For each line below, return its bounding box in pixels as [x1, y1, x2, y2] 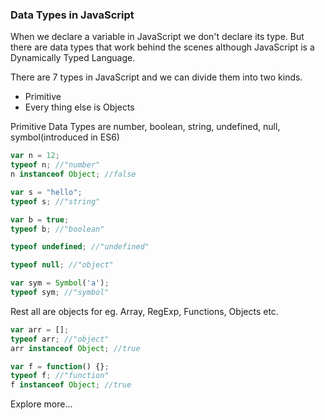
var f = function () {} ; [10, 361, 110, 372]
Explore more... [10, 398, 73, 410]
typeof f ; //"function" [10, 371, 110, 381]
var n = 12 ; [10, 151, 60, 161]
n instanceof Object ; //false [10, 169, 137, 180]
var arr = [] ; [10, 324, 70, 335]
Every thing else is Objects [24, 101, 135, 113]
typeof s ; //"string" [10, 196, 101, 207]
